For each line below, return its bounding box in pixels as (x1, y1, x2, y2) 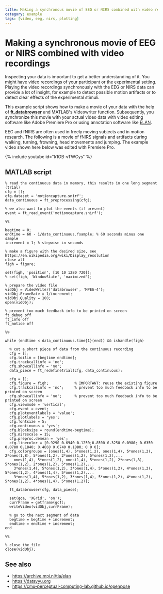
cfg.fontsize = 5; (9, 419, 47, 424)
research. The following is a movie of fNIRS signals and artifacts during (5, 134, 147, 140)
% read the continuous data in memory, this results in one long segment (5, 181, 158, 186)
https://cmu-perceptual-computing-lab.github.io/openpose (12, 583, 130, 589)
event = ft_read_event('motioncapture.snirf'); (5, 211, 103, 216)
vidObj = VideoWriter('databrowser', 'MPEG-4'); (5, 288, 105, 292)
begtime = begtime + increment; (9, 517, 75, 522)
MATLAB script (5, 168, 52, 176)
